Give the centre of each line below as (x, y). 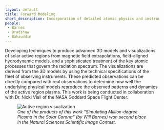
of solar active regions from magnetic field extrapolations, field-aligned (77, 56)
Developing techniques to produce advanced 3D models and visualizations (80, 50)
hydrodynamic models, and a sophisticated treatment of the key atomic (77, 61)
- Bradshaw (18, 32)
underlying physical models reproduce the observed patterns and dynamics (81, 87)
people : (13, 23)
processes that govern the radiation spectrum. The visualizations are (74, 66)
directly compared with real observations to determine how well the (73, 81)
